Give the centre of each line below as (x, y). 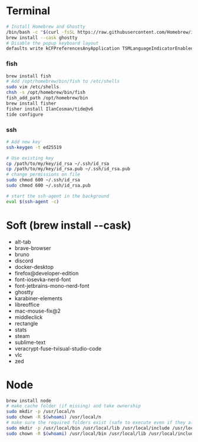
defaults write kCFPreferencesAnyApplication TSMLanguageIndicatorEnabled (100, 48)
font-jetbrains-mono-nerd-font (52, 285)
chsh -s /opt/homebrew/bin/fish (46, 93)
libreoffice (27, 304)
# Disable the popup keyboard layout (52, 43)
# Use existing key (30, 158)
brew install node (29, 401)
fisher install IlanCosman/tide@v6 (50, 109)
